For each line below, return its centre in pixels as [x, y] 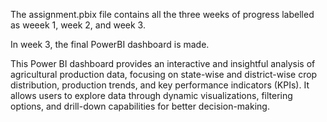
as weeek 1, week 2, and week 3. [78, 25]
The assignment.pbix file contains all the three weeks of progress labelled [162, 14]
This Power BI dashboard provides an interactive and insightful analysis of [163, 63]
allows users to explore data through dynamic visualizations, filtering [151, 95]
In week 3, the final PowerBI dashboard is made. [110, 44]
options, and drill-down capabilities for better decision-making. [140, 106]
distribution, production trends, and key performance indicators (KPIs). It [160, 85]
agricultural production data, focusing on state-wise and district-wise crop [164, 74]
